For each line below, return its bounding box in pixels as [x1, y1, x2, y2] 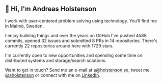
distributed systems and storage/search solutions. [5, 57, 107, 63]
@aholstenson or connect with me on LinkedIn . [5, 72, 101, 78]
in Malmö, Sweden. [5, 23, 44, 29]
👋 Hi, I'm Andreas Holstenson [5, 5, 97, 13]
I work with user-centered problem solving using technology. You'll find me [5, 18, 157, 23]
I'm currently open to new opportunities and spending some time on [5, 52, 143, 58]
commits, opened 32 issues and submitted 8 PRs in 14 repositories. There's [5, 38, 158, 43]
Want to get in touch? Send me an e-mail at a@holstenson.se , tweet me [5, 67, 150, 73]
